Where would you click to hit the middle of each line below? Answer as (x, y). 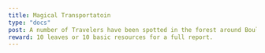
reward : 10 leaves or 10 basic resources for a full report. (111, 37)
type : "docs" (30, 23)
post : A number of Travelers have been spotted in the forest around (125, 30)
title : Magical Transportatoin (60, 15)
